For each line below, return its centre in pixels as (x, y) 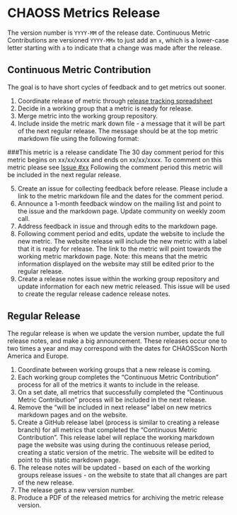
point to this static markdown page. (69, 460)
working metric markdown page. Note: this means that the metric (112, 256)
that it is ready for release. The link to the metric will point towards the (120, 249)
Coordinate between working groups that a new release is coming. (115, 369)
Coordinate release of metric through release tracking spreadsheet (115, 101)
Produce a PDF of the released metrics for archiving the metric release (121, 497)
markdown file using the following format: (78, 138)
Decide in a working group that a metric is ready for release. (105, 108)
